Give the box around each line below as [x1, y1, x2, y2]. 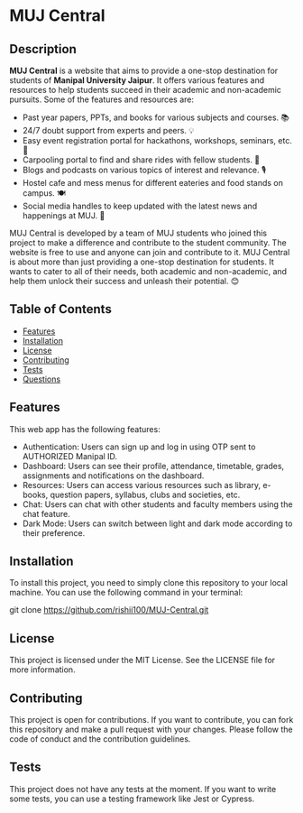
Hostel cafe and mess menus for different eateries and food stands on [22, 178, 284, 188]
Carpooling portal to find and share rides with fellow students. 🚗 [22, 154, 261, 165]
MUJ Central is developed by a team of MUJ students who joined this [9, 227, 268, 238]
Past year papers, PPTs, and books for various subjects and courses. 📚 [22, 112, 290, 123]
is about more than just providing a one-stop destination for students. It [9, 256, 274, 267]
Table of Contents [9, 301, 113, 317]
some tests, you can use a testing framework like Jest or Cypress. [9, 793, 255, 804]
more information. [9, 664, 76, 675]
